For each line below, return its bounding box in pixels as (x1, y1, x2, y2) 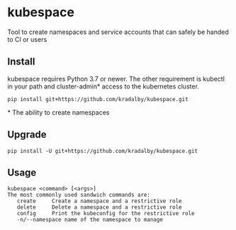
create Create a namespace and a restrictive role (16, 197, 182, 205)
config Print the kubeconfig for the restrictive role (16, 210, 195, 217)
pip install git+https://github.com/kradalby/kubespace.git (7, 96, 189, 103)
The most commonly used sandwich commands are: (7, 192, 151, 199)
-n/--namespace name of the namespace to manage (16, 217, 163, 224)
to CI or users (7, 35, 47, 43)
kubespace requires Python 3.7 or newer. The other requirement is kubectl (7, 74, 225, 83)
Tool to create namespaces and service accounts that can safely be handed (7, 28, 229, 36)
